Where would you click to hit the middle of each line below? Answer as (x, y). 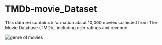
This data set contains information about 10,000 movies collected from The (81, 22)
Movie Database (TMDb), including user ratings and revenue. (67, 27)
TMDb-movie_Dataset (51, 9)
